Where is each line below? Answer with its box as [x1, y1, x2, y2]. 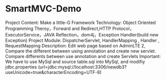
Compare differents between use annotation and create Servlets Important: [5, 53, 161, 59]
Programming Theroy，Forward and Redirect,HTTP [5, 25, 112, 31]
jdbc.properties [5, 63, 37, 70]
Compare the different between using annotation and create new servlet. [5, 48, 156, 54]
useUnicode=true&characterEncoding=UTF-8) [5, 69, 102, 75]
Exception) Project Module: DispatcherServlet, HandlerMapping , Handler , [5, 37, 160, 43]
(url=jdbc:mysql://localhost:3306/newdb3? [38, 63, 127, 70]
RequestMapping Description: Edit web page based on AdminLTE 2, [5, 42, 146, 48]
